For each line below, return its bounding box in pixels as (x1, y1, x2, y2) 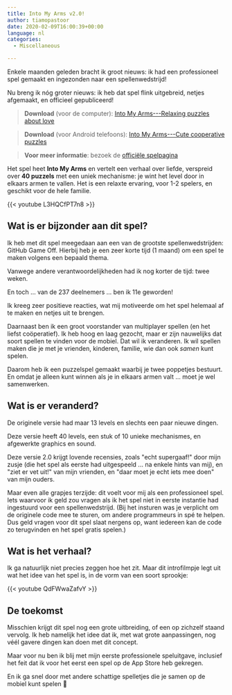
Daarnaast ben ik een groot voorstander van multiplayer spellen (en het (7, 322, 211, 330)
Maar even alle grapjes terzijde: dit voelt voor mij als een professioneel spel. (7, 488, 224, 497)
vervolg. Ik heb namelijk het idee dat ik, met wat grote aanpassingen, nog (7, 630, 216, 639)
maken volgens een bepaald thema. (7, 253, 109, 261)
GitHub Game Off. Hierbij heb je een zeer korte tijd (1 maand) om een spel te (7, 246, 224, 254)
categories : (7, 36, 42, 43)
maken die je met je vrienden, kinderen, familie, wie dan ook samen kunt (7, 344, 214, 352)
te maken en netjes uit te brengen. (7, 309, 105, 317)
